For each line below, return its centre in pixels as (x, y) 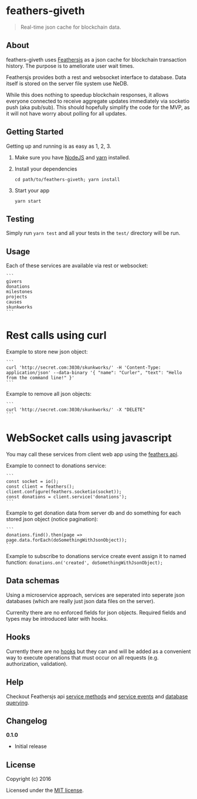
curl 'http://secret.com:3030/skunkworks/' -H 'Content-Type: (84, 368)
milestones (19, 292)
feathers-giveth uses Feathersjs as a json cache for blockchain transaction (96, 59)
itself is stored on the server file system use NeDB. (67, 83)
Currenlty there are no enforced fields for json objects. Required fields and (96, 612)
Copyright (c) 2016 (29, 779)
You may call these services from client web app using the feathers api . (92, 454)
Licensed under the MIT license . (45, 790)
